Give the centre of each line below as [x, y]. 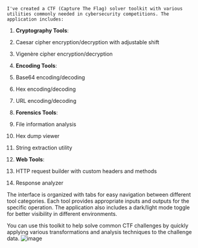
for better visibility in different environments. [62, 214]
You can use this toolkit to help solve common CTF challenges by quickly [98, 226]
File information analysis [46, 124]
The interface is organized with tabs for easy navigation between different [99, 194]
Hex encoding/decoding [46, 89]
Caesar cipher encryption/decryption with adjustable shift [87, 42]
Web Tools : [30, 159]
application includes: [35, 19]
